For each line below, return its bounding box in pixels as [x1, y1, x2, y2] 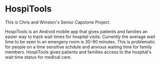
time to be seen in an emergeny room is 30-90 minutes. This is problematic [5, 38, 155, 44]
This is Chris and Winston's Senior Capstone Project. [5, 19, 111, 25]
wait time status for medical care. [5, 54, 72, 60]
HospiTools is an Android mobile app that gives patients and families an [5, 28, 148, 34]
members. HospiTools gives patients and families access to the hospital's [5, 49, 152, 55]
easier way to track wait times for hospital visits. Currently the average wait [5, 34, 156, 39]
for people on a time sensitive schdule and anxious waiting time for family [5, 44, 152, 50]
